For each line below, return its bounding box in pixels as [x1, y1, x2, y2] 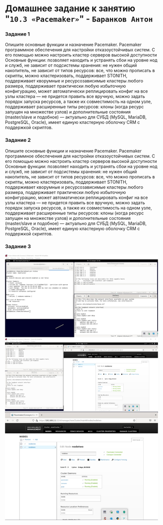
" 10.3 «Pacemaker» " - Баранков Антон [5, 13, 153, 24]
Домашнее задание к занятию [5, 3, 136, 14]
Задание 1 [5, 31, 30, 38]
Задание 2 [5, 137, 31, 144]
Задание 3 [5, 243, 31, 250]
